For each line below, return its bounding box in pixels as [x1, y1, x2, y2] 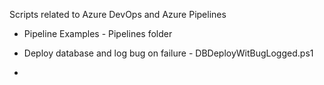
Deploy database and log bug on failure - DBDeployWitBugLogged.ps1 [23, 47, 314, 59]
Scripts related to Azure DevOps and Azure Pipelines [9, 9, 227, 20]
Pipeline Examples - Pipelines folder [23, 28, 173, 39]
